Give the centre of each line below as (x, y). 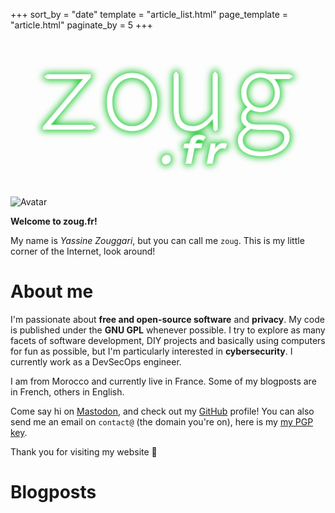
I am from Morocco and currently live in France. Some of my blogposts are (163, 381)
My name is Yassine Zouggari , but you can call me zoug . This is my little (157, 240)
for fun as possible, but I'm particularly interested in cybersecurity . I (151, 351)
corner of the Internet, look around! (83, 251)
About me (52, 291)
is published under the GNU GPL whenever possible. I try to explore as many (168, 330)
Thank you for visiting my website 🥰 (84, 451)
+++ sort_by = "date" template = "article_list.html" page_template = (149, 14)
